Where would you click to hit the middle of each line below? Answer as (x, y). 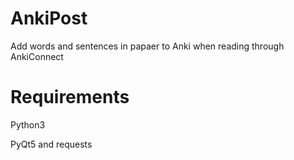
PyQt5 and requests (51, 144)
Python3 (28, 124)
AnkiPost (49, 18)
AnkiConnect (37, 56)
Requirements (70, 97)
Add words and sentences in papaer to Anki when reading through (147, 46)
